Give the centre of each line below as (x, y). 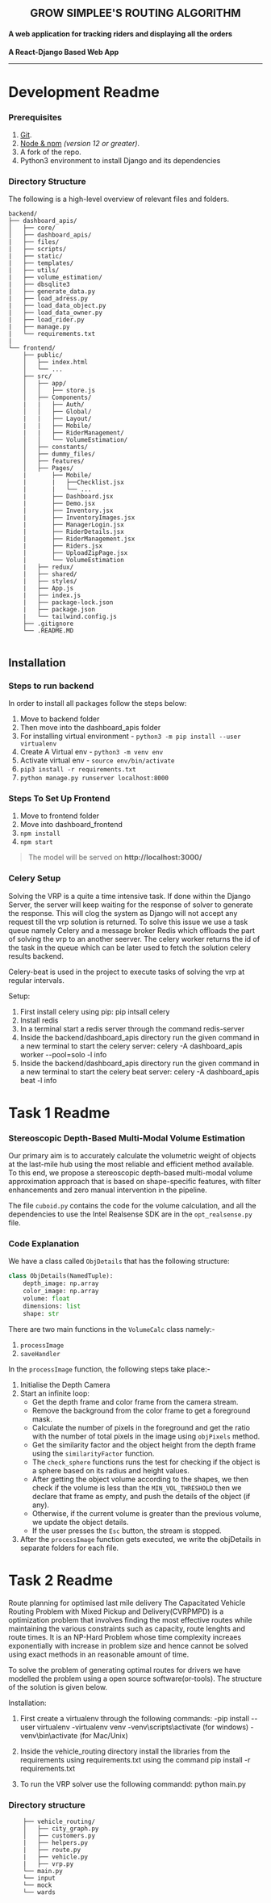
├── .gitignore (48, 624)
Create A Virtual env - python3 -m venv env (92, 752)
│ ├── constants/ (56, 447)
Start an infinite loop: (55, 1393)
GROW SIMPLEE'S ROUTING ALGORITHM (135, 13)
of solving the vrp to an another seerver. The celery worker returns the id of (134, 939)
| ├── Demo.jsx (59, 504)
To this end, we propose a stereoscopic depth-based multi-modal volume (130, 1173)
